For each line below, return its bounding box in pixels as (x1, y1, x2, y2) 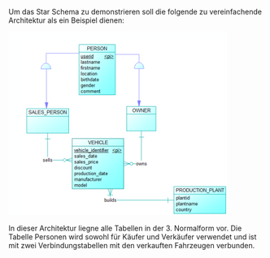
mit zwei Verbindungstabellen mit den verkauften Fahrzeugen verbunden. (8, 241, 255, 250)
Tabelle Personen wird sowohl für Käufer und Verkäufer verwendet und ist (8, 232, 257, 242)
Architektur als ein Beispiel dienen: (8, 15, 124, 25)
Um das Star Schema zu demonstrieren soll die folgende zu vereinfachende (8, 7, 263, 16)
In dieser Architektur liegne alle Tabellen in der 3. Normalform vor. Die (8, 223, 242, 233)
